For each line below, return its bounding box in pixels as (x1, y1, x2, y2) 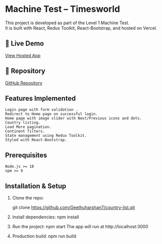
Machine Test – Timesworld (5, 3, 120, 15)
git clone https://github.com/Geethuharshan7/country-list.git (12, 204, 135, 210)
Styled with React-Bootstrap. (5, 137, 67, 143)
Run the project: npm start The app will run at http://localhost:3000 (12, 224, 149, 229)
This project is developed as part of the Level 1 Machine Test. (5, 20, 130, 26)
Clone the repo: (12, 195, 44, 201)
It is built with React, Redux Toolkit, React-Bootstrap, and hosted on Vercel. (5, 25, 158, 31)
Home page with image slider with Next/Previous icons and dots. (5, 116, 142, 121)
